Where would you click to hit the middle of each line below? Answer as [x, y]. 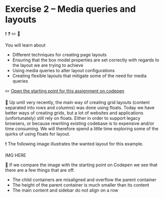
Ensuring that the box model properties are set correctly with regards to [86, 60]
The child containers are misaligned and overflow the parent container [84, 180]
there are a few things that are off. [40, 170]
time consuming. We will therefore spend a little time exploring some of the [82, 128]
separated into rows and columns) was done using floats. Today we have [80, 107]
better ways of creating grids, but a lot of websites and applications [74, 113]
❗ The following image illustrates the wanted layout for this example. [74, 144]
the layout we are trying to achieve [48, 65]
